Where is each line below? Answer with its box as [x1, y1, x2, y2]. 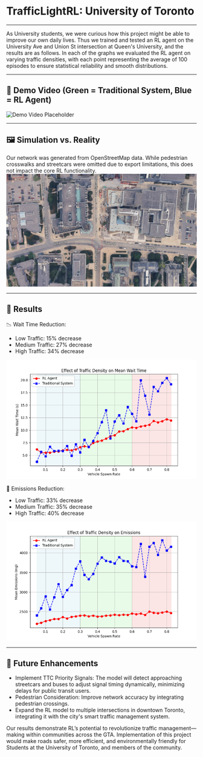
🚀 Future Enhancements [6, 658, 98, 669]
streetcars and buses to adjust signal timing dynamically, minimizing [14, 681, 185, 688]
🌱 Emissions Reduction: [6, 484, 65, 492]
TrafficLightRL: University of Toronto [6, 4, 195, 18]
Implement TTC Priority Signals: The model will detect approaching [14, 674, 182, 682]
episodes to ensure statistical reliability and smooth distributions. [6, 62, 168, 69]
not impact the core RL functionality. [6, 167, 97, 174]
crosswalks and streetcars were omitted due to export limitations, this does [6, 160, 193, 168]
